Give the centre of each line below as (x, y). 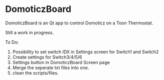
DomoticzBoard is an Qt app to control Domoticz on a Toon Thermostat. (79, 23)
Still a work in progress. (30, 32)
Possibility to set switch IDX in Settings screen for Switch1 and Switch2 (86, 52)
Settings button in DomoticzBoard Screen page (61, 62)
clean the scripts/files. (35, 73)
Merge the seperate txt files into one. (51, 68)
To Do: (12, 42)
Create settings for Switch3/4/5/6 (47, 57)
